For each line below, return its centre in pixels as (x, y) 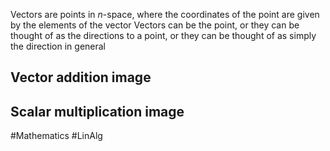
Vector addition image (81, 77)
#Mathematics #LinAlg (56, 136)
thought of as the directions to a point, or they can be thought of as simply (163, 35)
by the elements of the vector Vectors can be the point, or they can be (155, 25)
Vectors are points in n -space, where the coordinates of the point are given (165, 14)
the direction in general (58, 46)
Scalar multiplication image (97, 111)
